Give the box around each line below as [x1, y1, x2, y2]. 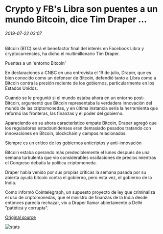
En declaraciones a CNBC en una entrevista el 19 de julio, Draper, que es [5, 70, 152, 76]
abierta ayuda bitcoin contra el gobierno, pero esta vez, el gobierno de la [5, 175, 152, 181]
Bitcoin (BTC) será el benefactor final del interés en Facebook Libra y [5, 46, 144, 52]
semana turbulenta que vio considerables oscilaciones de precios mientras [5, 155, 157, 160]
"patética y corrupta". [5, 205, 49, 211]
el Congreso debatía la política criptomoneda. [5, 160, 97, 166]
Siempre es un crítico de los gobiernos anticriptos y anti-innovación [5, 140, 142, 146]
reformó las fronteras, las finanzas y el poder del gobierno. [5, 110, 124, 116]
